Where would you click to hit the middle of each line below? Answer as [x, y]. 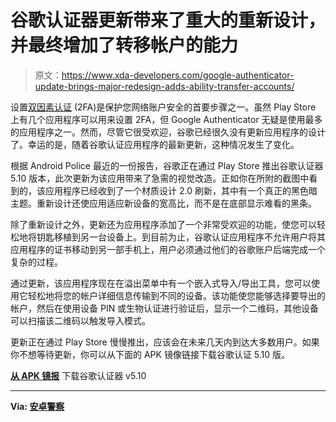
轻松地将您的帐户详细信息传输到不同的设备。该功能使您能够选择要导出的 [176, 295]
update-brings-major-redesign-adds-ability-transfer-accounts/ [164, 86]
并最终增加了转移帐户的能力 [124, 45]
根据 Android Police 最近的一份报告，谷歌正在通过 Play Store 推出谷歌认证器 [167, 165]
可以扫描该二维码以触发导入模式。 [80, 320]
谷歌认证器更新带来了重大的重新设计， [168, 20]
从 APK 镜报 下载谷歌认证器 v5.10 [78, 375]
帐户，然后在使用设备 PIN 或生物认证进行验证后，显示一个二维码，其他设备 [165, 308]
